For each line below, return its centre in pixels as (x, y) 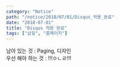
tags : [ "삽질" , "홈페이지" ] (37, 33)
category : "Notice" (30, 11)
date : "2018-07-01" (30, 22)
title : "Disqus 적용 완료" (37, 28)
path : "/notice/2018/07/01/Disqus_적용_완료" (60, 17)
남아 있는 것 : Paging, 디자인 (39, 51)
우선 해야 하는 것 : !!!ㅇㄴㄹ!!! (39, 58)
